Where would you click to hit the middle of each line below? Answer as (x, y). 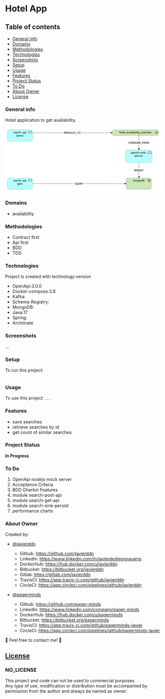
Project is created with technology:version (48, 277)
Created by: (17, 534)
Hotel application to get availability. (41, 120)
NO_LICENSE (21, 670)
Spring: (20, 318)
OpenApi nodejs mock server (42, 479)
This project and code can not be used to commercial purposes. (70, 681)
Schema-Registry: (31, 302)
